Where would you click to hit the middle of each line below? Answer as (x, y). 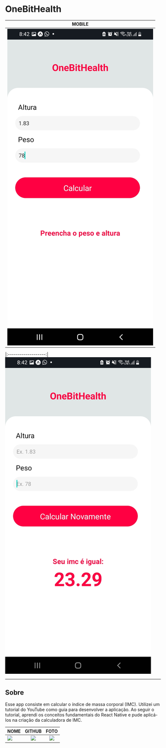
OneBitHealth (33, 9)
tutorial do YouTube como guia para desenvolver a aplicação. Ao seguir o (80, 709)
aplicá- (150, 715)
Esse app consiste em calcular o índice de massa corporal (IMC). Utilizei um (83, 704)
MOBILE (80, 24)
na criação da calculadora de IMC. (47, 720)
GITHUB (33, 731)
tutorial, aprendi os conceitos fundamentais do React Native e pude (74, 715)
